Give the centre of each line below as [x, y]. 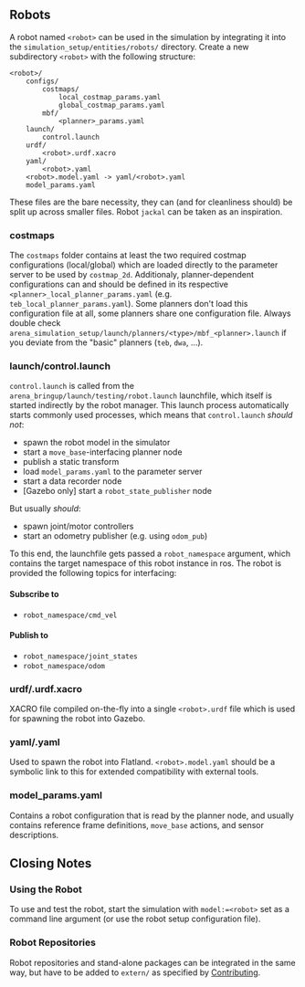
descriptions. [34, 835]
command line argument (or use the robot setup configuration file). [135, 919]
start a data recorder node [72, 481]
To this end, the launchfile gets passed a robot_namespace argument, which [150, 554]
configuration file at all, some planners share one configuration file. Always [150, 313]
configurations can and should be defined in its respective [119, 284]
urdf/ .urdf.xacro [46, 688]
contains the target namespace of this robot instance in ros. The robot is [145, 563]
